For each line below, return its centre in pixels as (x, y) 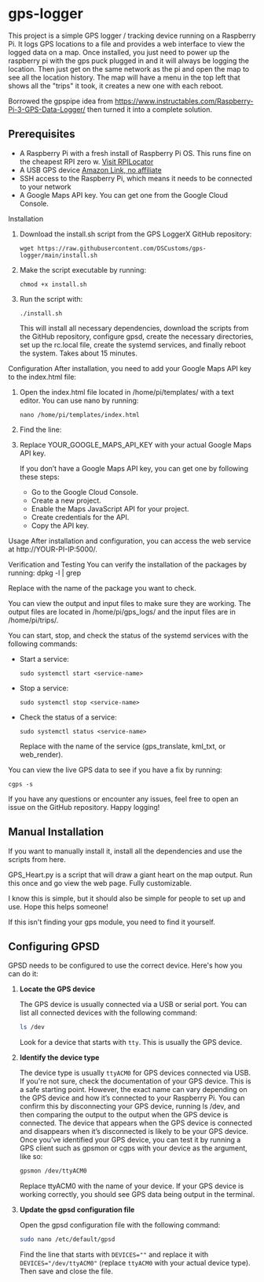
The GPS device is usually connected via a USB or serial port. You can (133, 1005)
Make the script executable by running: (83, 269)
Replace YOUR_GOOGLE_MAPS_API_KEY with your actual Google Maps (136, 444)
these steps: (40, 477)
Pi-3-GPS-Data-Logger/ (47, 109)
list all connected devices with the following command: (108, 1013)
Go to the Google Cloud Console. (85, 492)
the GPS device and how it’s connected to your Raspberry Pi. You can (132, 1098)
